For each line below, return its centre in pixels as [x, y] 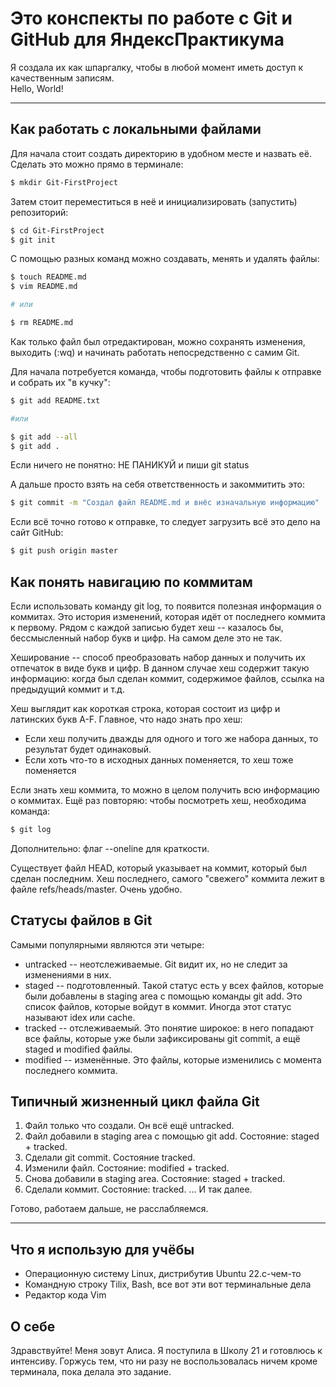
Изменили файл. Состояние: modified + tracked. [127, 1168]
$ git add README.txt [55, 400]
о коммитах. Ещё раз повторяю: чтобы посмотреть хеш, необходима [158, 800]
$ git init [33, 240]
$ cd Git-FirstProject [57, 230]
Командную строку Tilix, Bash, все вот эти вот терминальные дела [168, 1284]
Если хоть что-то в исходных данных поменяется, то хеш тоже [159, 759]
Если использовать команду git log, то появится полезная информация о [166, 606]
